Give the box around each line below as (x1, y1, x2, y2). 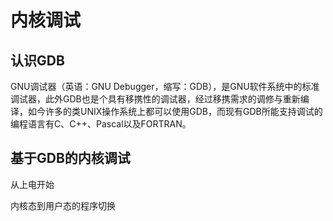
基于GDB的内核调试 (10, 150, 131, 167)
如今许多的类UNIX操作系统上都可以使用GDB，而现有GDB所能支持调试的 (27, 106, 323, 117)
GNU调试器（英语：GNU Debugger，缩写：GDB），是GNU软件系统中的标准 (10, 81, 320, 92)
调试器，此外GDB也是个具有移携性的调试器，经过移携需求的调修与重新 (10, 93, 301, 105)
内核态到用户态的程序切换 (10, 199, 116, 211)
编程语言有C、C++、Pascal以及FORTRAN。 (10, 118, 192, 130)
